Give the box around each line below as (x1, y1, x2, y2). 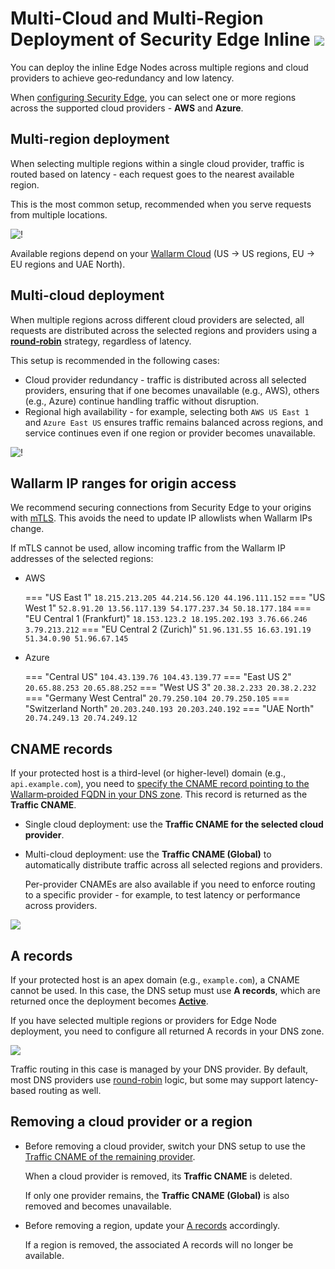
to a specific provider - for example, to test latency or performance (24, 889, 301, 901)
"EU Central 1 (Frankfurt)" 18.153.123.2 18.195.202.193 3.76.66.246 (24, 613, 308, 625)
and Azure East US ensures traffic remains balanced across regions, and (24, 416, 323, 428)
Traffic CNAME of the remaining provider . (24, 1150, 196, 1162)
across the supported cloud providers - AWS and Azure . (10, 102, 244, 114)
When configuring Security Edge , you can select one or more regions (10, 91, 297, 103)
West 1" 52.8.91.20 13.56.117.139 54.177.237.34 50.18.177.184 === (24, 602, 312, 614)
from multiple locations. (10, 208, 108, 221)
